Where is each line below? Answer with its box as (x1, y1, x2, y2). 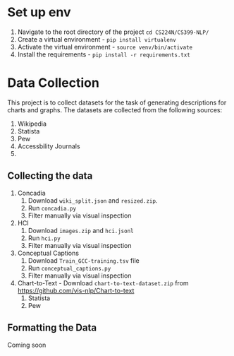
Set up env (7, 4, 72, 20)
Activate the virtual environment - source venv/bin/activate (17, 42, 192, 51)
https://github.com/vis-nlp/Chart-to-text (17, 286, 135, 295)
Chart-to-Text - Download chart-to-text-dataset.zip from (17, 278, 189, 287)
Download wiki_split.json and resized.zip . (27, 196, 158, 205)
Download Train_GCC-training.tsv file (27, 256, 140, 265)
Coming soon (7, 340, 47, 349)
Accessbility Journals (17, 142, 80, 150)
